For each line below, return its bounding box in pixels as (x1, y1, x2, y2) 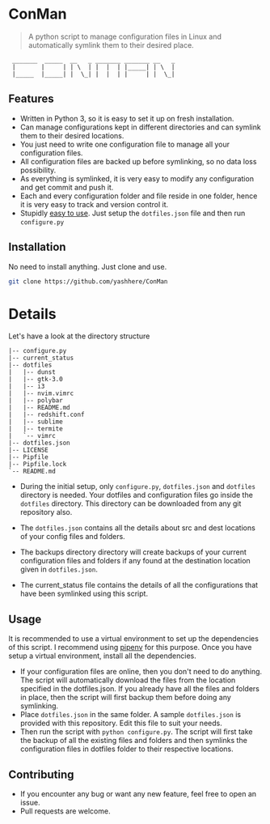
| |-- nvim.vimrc (8, 389, 74, 397)
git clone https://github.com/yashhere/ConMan (8, 277, 168, 286)
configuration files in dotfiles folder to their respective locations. (19, 744, 234, 754)
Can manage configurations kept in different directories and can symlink (19, 122, 261, 132)
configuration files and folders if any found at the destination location (19, 556, 251, 566)
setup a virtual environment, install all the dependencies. (8, 651, 196, 660)
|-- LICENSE (8, 446, 49, 454)
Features (8, 92, 54, 106)
